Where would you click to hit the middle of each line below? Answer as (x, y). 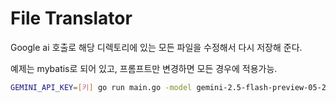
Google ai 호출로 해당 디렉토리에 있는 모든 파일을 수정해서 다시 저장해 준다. (156, 47)
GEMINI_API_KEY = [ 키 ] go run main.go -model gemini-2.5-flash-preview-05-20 (171, 87)
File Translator (71, 18)
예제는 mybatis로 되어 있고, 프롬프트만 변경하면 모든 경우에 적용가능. (144, 68)
